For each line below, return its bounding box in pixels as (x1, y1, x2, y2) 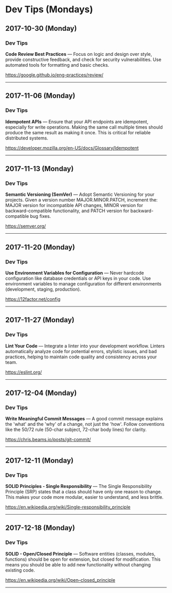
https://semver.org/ (5, 223, 46, 229)
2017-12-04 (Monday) (5, 388, 77, 398)
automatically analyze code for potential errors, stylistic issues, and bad (5, 348, 157, 354)
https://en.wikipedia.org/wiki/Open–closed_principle (5, 577, 116, 583)
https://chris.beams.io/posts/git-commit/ (5, 437, 91, 443)
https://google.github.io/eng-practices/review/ (5, 72, 103, 78)
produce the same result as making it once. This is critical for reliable (5, 129, 151, 135)
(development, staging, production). (5, 286, 81, 292)
